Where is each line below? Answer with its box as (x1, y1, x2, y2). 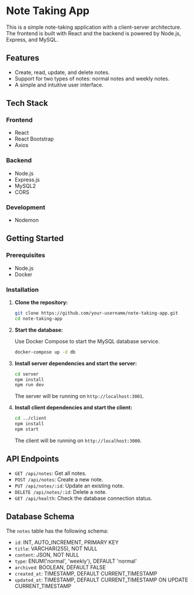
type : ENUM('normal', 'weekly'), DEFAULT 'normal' (14, 557, 137, 564)
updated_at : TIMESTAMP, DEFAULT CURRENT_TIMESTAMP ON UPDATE (14, 576, 188, 583)
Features (6, 53, 39, 63)
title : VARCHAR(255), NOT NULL (14, 545, 98, 552)
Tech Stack (6, 98, 48, 108)
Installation (6, 285, 39, 293)
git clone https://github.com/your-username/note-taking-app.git (14, 310, 178, 316)
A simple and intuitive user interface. (14, 81, 104, 88)
